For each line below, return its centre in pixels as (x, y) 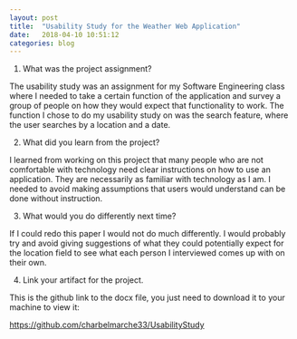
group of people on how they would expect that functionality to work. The (147, 106)
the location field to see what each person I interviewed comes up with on (147, 253)
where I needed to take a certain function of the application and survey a (145, 96)
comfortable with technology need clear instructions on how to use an (140, 169)
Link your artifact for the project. (83, 280)
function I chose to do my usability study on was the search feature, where (149, 115)
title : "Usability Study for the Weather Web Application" (125, 26)
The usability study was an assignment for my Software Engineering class (147, 86)
